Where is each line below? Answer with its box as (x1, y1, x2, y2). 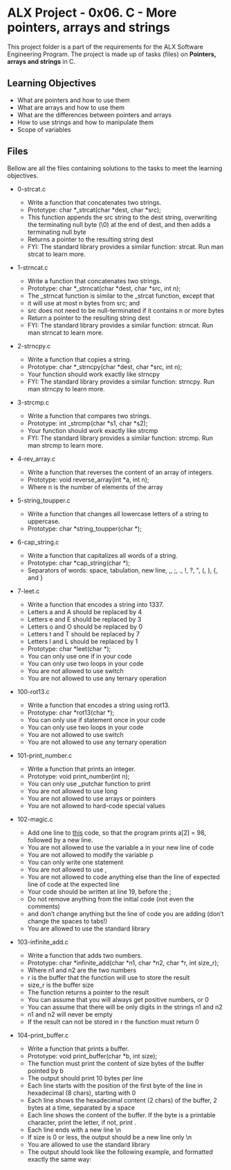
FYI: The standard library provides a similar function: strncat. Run (27, 321, 214, 329)
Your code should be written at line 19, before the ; (27, 887, 172, 896)
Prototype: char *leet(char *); (27, 644, 111, 653)
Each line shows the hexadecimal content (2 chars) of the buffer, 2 (27, 1096, 218, 1104)
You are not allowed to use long (27, 786, 118, 795)
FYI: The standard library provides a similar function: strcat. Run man (27, 242, 223, 251)
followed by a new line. (27, 836, 93, 844)
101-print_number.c (17, 751, 73, 759)
